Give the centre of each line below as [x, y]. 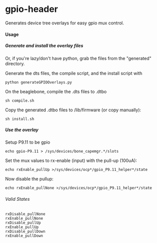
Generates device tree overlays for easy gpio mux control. [65, 23]
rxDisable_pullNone [25, 214]
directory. [15, 64]
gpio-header [32, 9]
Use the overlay [22, 130]
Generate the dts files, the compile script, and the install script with [74, 73]
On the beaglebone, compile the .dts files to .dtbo [56, 91]
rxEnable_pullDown [24, 236]
